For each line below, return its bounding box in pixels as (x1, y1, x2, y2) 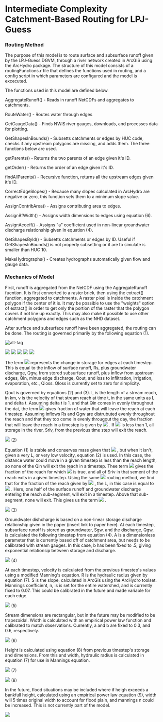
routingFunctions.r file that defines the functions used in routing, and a (5, 68, 147, 74)
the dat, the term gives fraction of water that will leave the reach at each (5, 405, 155, 411)
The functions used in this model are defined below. (5, 87, 109, 93)
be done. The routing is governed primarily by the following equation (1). (5, 330, 149, 336)
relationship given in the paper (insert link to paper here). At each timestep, (5, 521, 155, 527)
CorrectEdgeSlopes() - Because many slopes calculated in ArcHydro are (5, 188, 150, 195)
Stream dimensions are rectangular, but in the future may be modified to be (5, 612, 156, 618)
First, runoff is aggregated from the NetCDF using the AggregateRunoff (5, 285, 147, 290)
